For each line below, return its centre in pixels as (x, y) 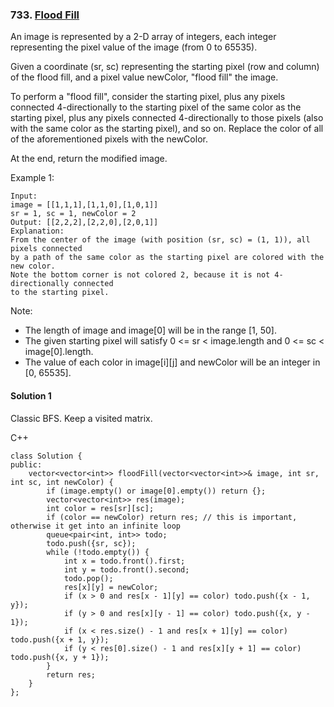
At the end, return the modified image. (89, 159)
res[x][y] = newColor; (111, 587)
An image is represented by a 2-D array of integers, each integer (143, 37)
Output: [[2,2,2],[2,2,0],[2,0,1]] (84, 223)
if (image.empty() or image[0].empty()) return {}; (156, 491)
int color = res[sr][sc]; (100, 508)
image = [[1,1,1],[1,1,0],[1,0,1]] (84, 205)
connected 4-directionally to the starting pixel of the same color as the (156, 107)
